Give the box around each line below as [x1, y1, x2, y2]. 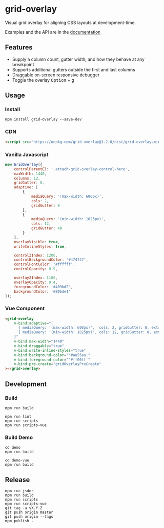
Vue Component [5, 305, 45, 312]
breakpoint [12, 61, 34, 67]
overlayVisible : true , [14, 239, 60, 244]
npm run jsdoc [5, 488, 34, 493]
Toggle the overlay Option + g [12, 77, 75, 83]
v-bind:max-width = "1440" [14, 339, 64, 344]
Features [5, 43, 33, 52]
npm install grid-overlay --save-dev [5, 117, 82, 122]
